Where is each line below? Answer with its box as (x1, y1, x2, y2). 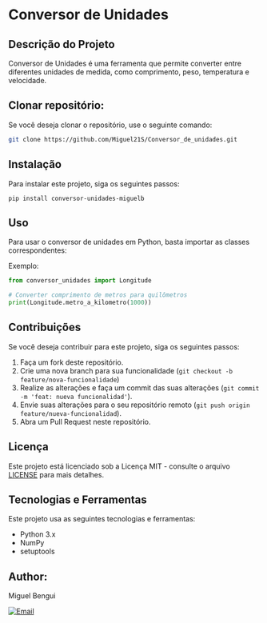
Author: (8, 569, 48, 583)
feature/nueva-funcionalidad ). (19, 408, 122, 417)
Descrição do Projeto (8, 38, 115, 51)
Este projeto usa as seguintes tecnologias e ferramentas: (8, 514, 196, 524)
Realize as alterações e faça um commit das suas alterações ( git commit (19, 382, 260, 393)
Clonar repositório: (8, 98, 105, 113)
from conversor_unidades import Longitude (8, 277, 152, 285)
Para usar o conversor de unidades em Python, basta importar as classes (8, 238, 250, 247)
